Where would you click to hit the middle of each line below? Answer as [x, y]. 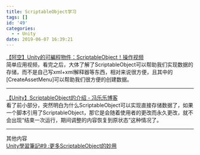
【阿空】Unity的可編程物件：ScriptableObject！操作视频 [75, 57]
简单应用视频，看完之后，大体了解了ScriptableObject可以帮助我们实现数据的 [100, 64]
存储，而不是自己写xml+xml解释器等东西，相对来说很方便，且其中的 [90, 72]
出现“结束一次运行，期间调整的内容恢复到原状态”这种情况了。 [87, 120]
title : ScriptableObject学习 [41, 12]
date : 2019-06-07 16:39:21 [40, 39]
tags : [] [17, 17]
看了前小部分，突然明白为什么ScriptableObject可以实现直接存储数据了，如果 [100, 105]
